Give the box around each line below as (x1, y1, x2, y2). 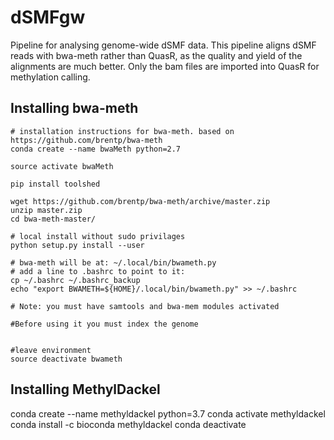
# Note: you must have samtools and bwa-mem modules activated (10, 301, 280, 311)
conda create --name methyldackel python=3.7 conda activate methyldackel (10, 407, 326, 420)
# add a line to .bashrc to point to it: (10, 266, 186, 276)
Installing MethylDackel (10, 381, 161, 398)
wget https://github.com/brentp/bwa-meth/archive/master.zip (10, 196, 271, 206)
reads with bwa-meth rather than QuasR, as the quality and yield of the (10, 49, 303, 61)
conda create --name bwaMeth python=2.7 (10, 144, 182, 154)
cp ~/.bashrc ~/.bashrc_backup (10, 275, 141, 285)
